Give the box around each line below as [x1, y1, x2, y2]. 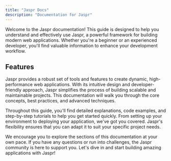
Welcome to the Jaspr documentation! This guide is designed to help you [5, 26, 159, 32]
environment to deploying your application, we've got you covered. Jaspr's [5, 118, 163, 125]
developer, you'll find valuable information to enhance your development [5, 42, 158, 48]
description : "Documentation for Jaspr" [5, 12, 93, 17]
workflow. [5, 48, 26, 54]
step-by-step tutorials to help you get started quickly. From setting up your [5, 113, 162, 119]
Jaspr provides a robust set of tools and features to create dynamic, [5, 76, 149, 82]
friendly [5, 87, 22, 93]
